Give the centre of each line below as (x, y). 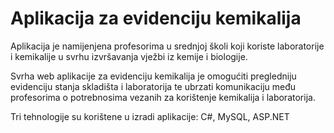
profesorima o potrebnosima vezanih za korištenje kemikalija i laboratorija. (163, 97)
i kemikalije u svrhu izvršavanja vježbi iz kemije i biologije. (129, 56)
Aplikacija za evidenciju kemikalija (156, 18)
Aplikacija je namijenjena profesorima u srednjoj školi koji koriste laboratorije (167, 46)
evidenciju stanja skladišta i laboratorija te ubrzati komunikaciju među (153, 86)
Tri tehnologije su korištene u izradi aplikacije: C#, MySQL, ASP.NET (150, 116)
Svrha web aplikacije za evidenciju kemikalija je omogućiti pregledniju (153, 76)
